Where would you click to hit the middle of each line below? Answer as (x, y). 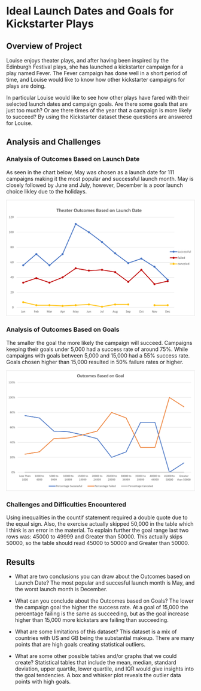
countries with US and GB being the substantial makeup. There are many (104, 638)
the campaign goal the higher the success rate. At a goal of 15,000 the (101, 607)
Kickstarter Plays (50, 24)
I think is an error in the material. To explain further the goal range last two (98, 531)
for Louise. (19, 123)
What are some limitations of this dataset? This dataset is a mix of (96, 632)
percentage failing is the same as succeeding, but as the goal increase (102, 613)
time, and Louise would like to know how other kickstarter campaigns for (96, 80)
